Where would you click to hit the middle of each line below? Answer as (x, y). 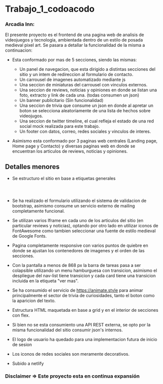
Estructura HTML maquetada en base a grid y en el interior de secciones (85, 310)
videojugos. (31, 116)
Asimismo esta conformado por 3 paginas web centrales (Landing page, (85, 141)
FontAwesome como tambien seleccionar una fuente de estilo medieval (84, 231)
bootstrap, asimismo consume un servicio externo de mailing (73, 206)
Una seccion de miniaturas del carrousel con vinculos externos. (83, 85)
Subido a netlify (28, 364)
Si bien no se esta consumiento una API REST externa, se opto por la (81, 325)
